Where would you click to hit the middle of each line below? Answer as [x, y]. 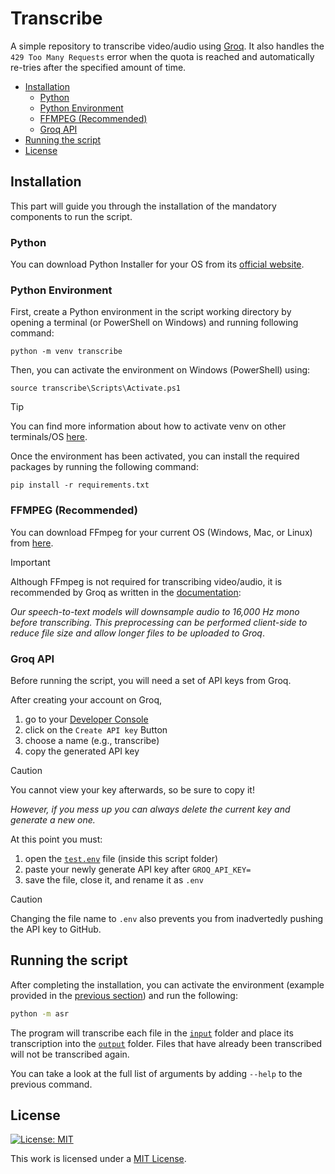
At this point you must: [56, 839]
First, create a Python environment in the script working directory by [151, 312]
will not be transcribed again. [70, 1054]
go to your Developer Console [86, 719]
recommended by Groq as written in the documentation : [126, 592]
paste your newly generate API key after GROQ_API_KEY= [138, 869]
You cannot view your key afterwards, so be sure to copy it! [132, 789]
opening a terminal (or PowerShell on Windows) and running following [154, 323]
